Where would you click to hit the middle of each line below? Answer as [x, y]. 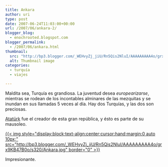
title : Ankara [20, 10]
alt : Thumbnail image [32, 61]
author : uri [17, 14]
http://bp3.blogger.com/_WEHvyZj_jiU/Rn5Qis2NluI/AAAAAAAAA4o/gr [89, 144]
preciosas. [16, 109]
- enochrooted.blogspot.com [39, 38]
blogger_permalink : [25, 42]
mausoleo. [16, 124]
